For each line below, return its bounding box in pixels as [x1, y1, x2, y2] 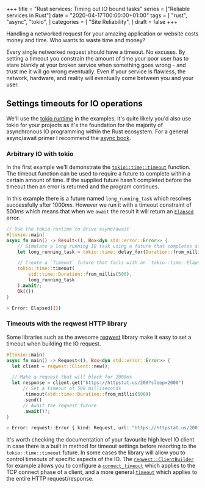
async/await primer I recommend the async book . [6, 134, 131, 141]
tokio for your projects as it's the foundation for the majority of [6, 121, 164, 128]
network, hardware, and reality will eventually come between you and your [6, 75, 194, 81]
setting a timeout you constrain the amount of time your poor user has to [6, 55, 189, 62]
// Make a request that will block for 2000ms [12, 374, 132, 380]
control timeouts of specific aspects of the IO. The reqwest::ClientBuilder [6, 456, 194, 463]
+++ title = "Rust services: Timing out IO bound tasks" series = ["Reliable [6, 6, 190, 12]
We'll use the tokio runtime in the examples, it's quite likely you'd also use [6, 114, 192, 122]
